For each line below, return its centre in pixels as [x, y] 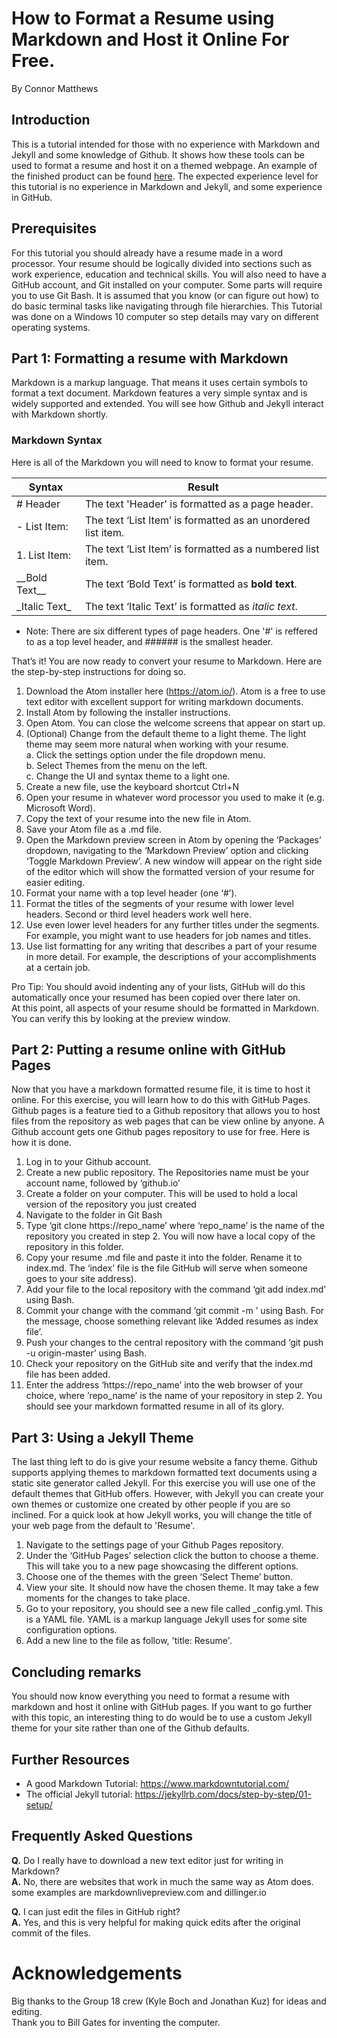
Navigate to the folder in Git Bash [94, 1215]
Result [203, 487]
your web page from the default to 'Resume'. [103, 1526]
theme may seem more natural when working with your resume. [157, 744]
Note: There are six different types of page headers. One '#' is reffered [171, 631]
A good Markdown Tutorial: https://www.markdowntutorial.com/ [157, 1783]
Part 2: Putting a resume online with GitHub [148, 1050]
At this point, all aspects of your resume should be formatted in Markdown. [165, 1008]
